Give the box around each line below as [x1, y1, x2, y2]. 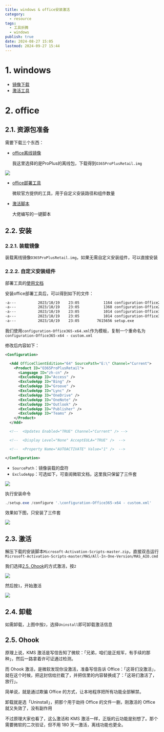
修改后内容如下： [5, 342, 40, 348]
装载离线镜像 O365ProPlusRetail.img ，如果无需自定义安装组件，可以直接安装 [5, 255, 158, 261]
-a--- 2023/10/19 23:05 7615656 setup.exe [5, 318, 134, 323]
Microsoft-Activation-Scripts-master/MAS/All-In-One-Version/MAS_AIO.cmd [5, 554, 159, 559]
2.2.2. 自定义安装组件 [5, 268, 56, 275]
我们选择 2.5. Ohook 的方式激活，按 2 [5, 563, 77, 569]
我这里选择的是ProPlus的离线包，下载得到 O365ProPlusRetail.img [12, 160, 143, 166]
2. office [5, 105, 40, 116]
